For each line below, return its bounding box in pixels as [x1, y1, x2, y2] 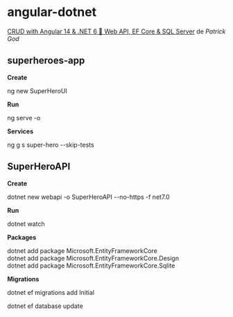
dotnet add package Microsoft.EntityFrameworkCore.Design [7, 254, 179, 262]
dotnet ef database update [7, 302, 83, 310]
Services [7, 127, 34, 136]
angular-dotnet [7, 4, 97, 20]
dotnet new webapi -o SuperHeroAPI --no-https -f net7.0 [7, 193, 170, 201]
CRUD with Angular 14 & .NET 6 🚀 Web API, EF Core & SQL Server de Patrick [7, 27, 226, 35]
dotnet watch [7, 220, 45, 228]
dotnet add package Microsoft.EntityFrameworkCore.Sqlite [7, 261, 175, 270]
